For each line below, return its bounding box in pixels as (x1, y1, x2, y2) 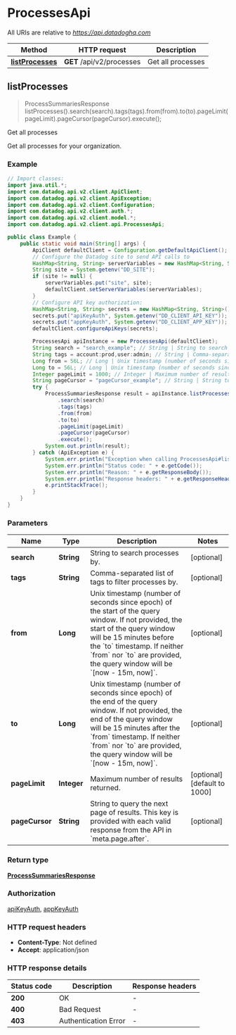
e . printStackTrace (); (44, 482, 109, 489)
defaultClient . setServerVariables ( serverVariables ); (44, 286, 202, 293)
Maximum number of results (90, 774, 183, 784)
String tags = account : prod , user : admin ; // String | (32, 350, 190, 358)
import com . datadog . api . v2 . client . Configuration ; (7, 201, 156, 208)
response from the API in (90, 825, 172, 835)
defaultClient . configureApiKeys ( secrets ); (32, 325, 159, 332)
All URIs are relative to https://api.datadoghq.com (7, 28, 151, 37)
